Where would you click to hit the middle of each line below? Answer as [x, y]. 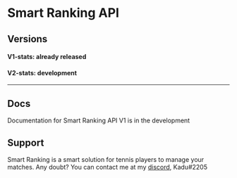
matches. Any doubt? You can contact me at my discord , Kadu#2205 [108, 167]
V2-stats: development [42, 72]
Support [26, 142]
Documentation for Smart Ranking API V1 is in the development [99, 120]
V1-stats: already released [47, 57]
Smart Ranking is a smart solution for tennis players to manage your [106, 159]
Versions [28, 39]
